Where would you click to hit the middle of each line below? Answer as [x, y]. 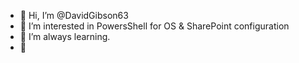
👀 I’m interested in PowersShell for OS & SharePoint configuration [154, 26]
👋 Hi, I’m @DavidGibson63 [74, 15]
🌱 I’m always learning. [65, 36]
